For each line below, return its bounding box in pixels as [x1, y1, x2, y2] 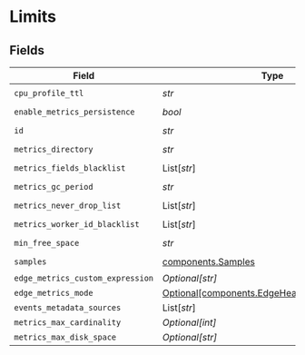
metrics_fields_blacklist [14, 163, 126, 173]
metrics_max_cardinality [14, 318, 122, 328]
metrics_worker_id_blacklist [14, 219, 140, 229]
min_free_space [14, 238, 80, 248]
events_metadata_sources [14, 302, 122, 312]
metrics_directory [14, 143, 93, 154]
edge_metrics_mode [14, 288, 93, 298]
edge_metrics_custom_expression [14, 273, 154, 283]
